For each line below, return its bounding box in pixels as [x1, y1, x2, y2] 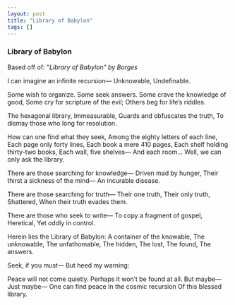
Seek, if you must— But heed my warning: [7, 261, 130, 269]
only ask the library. [7, 155, 65, 163]
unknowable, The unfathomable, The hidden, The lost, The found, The [7, 239, 212, 248]
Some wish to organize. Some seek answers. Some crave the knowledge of [7, 90, 227, 99]
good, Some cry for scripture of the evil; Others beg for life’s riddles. [7, 97, 206, 106]
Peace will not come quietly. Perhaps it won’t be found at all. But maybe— [7, 275, 222, 283]
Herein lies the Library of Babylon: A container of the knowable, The [7, 232, 205, 241]
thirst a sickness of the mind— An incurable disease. [7, 176, 160, 184]
